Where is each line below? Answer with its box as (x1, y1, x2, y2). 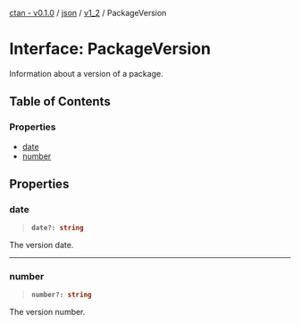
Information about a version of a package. (9, 68, 163, 79)
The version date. (9, 240, 74, 251)
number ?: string (30, 290, 92, 300)
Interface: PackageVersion (9, 39, 212, 59)
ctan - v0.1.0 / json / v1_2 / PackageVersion (9, 8, 167, 18)
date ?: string (30, 223, 84, 233)
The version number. (9, 307, 86, 318)
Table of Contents (9, 94, 112, 110)
